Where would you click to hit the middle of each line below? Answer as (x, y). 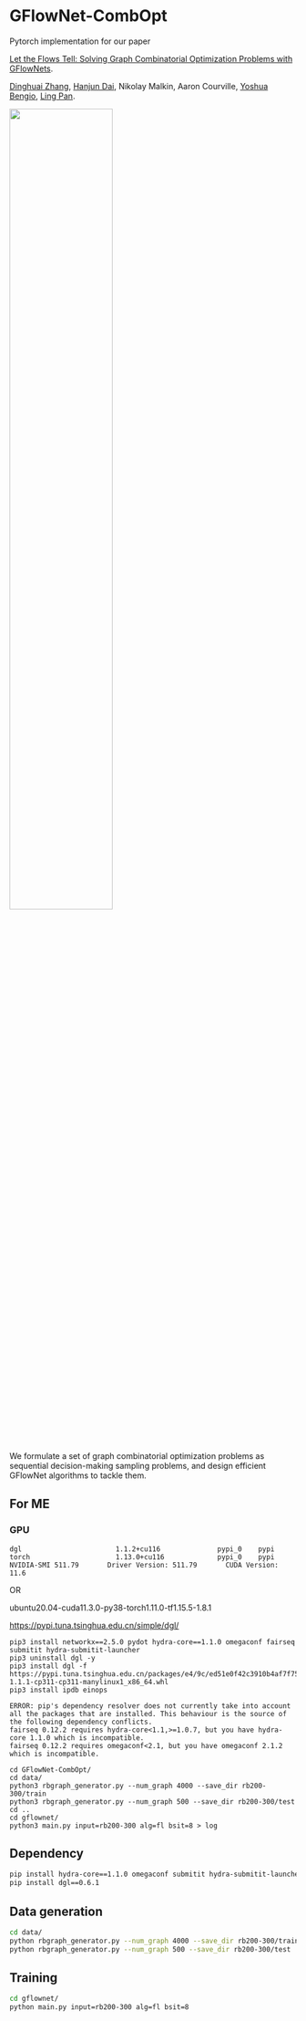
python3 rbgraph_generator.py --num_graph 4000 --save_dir (124, 1786)
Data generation (56, 1911)
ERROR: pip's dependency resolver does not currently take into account (150, 1706)
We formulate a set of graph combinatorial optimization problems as (137, 1455)
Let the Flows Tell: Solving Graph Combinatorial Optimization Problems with (151, 58)
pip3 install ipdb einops (58, 1690)
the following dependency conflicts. (81, 1722)
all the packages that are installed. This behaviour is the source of (148, 1714)
